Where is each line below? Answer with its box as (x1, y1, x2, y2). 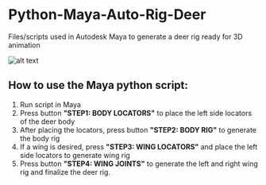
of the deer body (19, 117, 75, 126)
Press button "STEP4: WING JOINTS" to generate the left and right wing (19, 159, 258, 168)
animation (8, 40, 41, 49)
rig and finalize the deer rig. (19, 167, 111, 176)
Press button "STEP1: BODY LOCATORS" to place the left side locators (19, 108, 253, 118)
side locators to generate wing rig (19, 150, 131, 160)
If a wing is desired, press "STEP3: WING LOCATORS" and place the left (19, 141, 258, 152)
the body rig (19, 133, 60, 143)
